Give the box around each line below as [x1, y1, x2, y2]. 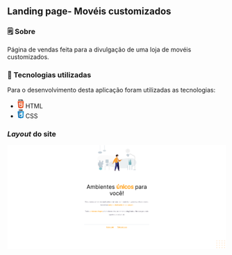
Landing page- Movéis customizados [7, 6, 172, 17]
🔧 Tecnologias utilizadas [7, 69, 92, 79]
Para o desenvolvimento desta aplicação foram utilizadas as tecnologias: [7, 85, 216, 94]
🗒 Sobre [7, 27, 36, 37]
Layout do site [7, 129, 57, 138]
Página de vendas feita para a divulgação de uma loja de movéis [7, 45, 192, 54]
